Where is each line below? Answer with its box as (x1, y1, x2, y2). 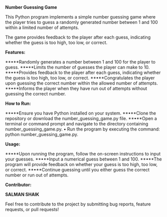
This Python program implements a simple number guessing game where (5, 14, 156, 19)
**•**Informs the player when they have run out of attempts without (5, 85, 148, 91)
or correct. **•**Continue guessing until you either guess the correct (5, 167, 150, 172)
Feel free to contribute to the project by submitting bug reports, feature (5, 201, 151, 207)
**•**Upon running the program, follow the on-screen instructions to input (5, 151, 161, 156)
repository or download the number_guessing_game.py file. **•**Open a (5, 115, 157, 121)
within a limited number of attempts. (5, 24, 79, 30)
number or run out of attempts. (5, 172, 69, 178)
